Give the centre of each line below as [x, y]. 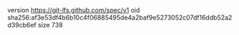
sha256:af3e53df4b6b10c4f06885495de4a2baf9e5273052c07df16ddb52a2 [120, 17]
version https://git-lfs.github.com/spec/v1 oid [74, 10]
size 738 [50, 25]
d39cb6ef [22, 25]
